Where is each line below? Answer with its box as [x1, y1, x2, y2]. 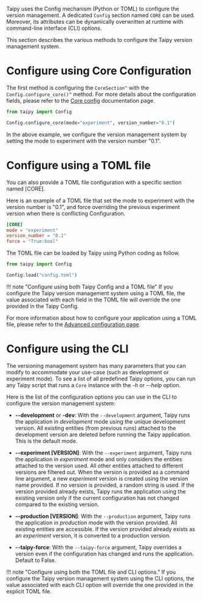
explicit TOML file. [6, 588, 52, 595]
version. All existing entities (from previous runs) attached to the [15, 424, 176, 431]
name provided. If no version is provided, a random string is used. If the [15, 481, 194, 489]
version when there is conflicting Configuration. [6, 210, 126, 217]
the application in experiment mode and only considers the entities [15, 455, 182, 462]
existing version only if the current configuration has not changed [15, 494, 179, 501]
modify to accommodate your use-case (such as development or [6, 368, 169, 376]
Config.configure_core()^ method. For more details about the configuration [6, 91, 196, 98]
